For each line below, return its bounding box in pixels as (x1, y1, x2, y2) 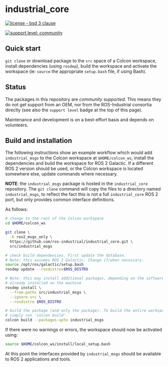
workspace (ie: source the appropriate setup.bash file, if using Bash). (5, 68, 146, 74)
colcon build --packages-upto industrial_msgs (5, 317, 104, 323)
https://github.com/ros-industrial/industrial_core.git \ (9, 239, 133, 244)
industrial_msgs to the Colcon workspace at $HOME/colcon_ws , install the (5, 155, 154, 161)
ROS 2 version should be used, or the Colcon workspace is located (5, 165, 143, 171)
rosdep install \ (5, 285, 41, 290)
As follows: (5, 207, 28, 213)
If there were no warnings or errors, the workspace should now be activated (5, 327, 162, 332)
